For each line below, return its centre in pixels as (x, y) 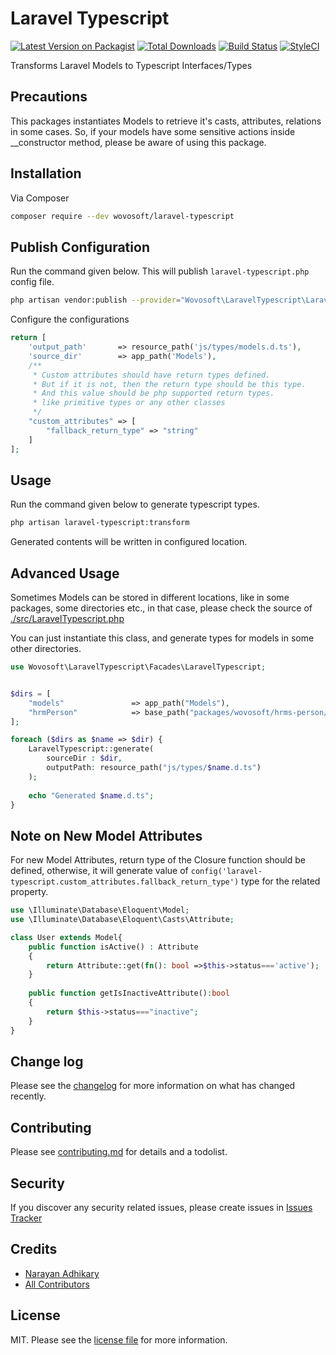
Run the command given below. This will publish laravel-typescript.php (160, 271)
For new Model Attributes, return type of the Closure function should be (158, 860)
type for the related (281, 881)
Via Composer (40, 198)
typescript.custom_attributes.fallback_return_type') (125, 882)
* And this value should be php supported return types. (153, 393)
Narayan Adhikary (62, 1273)
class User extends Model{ (66, 937)
